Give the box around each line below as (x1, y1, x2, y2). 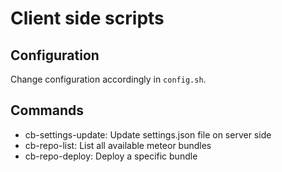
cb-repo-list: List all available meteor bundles (24, 139, 212, 151)
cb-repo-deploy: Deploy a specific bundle (24, 150, 198, 162)
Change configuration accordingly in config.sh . (10, 73, 207, 85)
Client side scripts (10, 7, 165, 30)
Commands (10, 102, 85, 119)
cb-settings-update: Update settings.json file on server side (24, 128, 272, 141)
